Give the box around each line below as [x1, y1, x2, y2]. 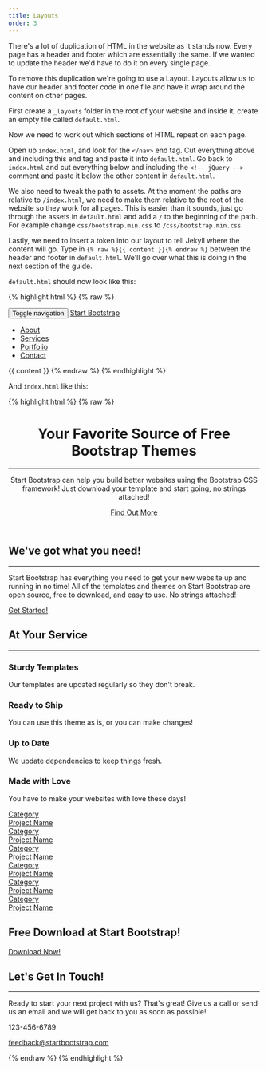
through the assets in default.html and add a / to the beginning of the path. [8, 211, 258, 221]
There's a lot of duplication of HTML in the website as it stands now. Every [8, 41, 253, 50]
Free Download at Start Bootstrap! [8, 926, 181, 939]
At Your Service [8, 628, 88, 642]
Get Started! [8, 605, 49, 615]
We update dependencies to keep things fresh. [8, 756, 163, 765]
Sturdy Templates [8, 662, 79, 673]
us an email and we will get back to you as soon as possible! [8, 1007, 207, 1017]
